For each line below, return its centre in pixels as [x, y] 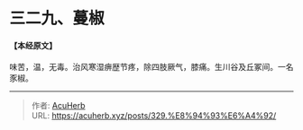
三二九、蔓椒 [57, 18]
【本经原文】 [33, 45]
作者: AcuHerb [58, 106]
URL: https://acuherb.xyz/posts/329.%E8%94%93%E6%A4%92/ [154, 116]
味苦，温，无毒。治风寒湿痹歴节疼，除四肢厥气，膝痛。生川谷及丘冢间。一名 [151, 67]
